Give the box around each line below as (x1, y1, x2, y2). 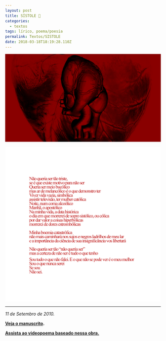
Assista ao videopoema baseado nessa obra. (5, 330, 100, 336)
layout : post (5, 8, 32, 13)
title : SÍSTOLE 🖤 (5, 13, 41, 18)
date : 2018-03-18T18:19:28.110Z (5, 40, 72, 45)
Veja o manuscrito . (5, 320, 45, 326)
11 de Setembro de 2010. (5, 311, 55, 317)
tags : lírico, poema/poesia (5, 29, 63, 34)
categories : (5, 18, 30, 23)
